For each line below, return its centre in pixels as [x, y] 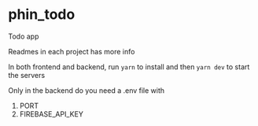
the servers [27, 75]
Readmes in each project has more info [72, 51]
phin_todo [42, 15]
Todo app [24, 36]
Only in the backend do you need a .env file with [87, 90]
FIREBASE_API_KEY [52, 114]
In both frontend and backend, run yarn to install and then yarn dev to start [129, 67]
